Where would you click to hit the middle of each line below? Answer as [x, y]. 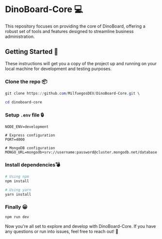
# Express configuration [30, 136]
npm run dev [17, 217]
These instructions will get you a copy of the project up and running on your [81, 63]
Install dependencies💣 [33, 165]
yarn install [18, 195]
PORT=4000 [15, 140]
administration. [20, 36]
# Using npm [17, 177]
